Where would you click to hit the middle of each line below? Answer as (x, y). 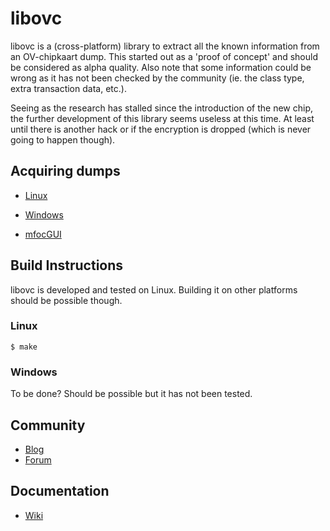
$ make (24, 347)
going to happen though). (63, 139)
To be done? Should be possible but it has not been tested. (131, 394)
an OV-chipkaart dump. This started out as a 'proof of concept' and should (164, 56)
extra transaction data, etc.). (68, 88)
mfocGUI (43, 234)
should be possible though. (66, 300)
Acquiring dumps (65, 171)
